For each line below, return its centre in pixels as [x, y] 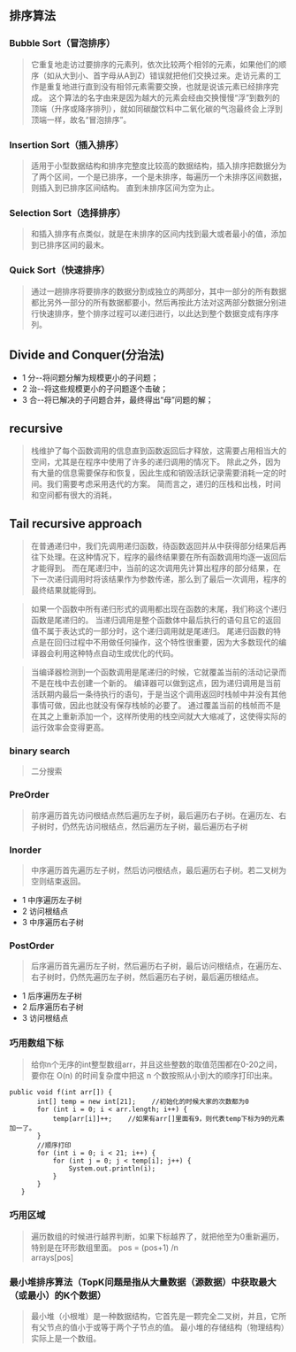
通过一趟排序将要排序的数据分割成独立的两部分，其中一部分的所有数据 [159, 291]
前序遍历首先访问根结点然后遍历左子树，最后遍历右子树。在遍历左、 [155, 815]
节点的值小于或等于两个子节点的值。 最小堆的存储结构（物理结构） [166, 1327]
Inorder [25, 850]
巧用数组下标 [37, 1043]
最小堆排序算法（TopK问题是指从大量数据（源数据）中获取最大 [143, 1282]
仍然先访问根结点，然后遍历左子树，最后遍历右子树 [155, 826]
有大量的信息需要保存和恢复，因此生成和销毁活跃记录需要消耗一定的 [155, 473]
